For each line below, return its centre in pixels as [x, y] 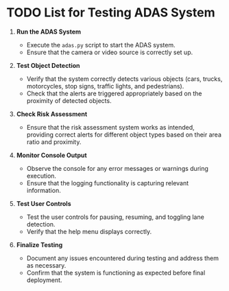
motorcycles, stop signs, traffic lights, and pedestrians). [105, 86]
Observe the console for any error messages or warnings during [117, 168]
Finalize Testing [39, 244]
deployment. [44, 280]
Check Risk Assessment [52, 114]
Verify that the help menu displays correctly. [89, 231]
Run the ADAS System [49, 32]
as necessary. [46, 265]
